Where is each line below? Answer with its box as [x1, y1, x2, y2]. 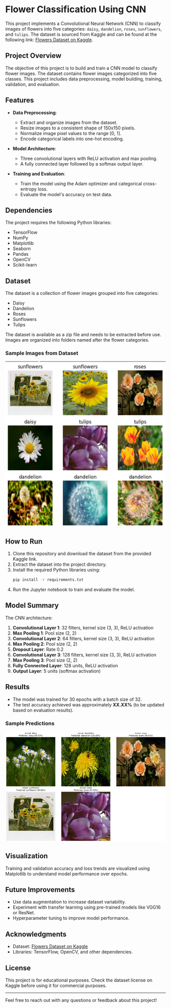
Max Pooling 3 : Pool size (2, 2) [12, 657, 78, 663]
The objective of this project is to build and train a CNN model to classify [5, 65, 158, 71]
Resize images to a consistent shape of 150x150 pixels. [20, 125, 136, 131]
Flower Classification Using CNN [5, 4, 147, 15]
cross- [143, 180, 157, 186]
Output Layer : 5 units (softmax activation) [12, 668, 101, 674]
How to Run [5, 537, 43, 546]
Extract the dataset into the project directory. [12, 561, 107, 567]
